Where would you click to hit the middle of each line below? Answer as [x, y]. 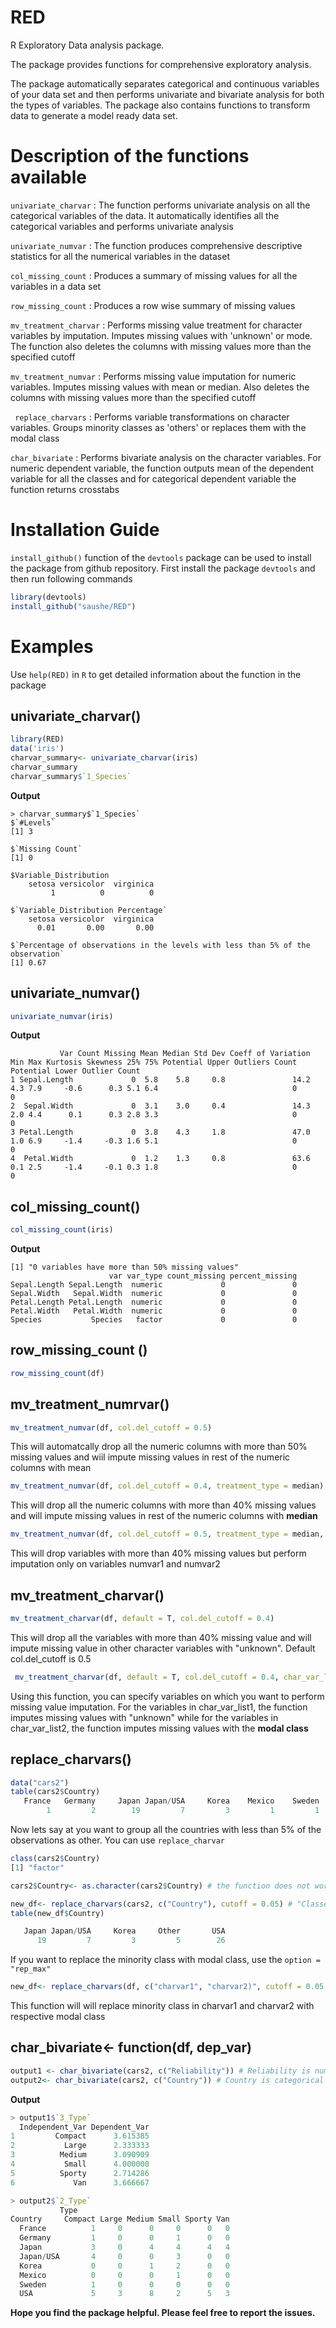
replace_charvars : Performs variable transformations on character [152, 417]
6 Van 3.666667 [80, 2182]
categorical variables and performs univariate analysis [122, 226]
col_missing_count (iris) [62, 1230]
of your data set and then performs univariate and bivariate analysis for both [167, 94]
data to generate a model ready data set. [94, 115]
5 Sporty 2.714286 [80, 2173]
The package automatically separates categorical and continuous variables [165, 83]
